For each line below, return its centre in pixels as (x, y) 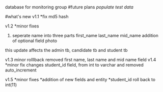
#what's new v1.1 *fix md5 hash (37, 16)
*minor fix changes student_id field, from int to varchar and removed (74, 65)
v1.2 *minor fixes (22, 26)
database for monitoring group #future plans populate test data (69, 7)
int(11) (11, 85)
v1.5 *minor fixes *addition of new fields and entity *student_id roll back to (80, 80)
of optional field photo (35, 41)
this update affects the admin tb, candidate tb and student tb (66, 50)
